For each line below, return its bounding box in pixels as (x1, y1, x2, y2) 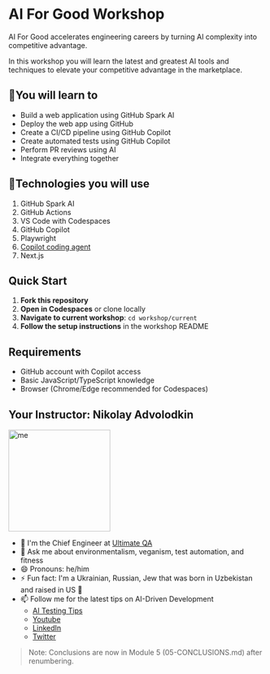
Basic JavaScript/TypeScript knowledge (20, 375, 155, 385)
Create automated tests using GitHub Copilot (20, 136, 171, 146)
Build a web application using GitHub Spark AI (20, 110, 175, 120)
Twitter (32, 632, 57, 641)
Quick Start (8, 274, 67, 287)
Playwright (20, 233, 57, 243)
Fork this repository (20, 295, 89, 305)
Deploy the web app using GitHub (20, 119, 134, 129)
